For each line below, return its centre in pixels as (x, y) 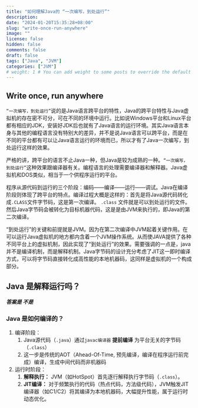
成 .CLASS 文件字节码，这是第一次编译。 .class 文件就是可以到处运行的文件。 (98, 202)
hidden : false (24, 45)
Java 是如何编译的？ (35, 318)
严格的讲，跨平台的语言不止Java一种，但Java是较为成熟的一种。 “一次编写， (97, 160)
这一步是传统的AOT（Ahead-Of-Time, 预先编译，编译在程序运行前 (103, 355)
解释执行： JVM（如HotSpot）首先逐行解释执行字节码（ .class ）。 (103, 377)
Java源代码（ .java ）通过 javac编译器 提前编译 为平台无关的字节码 (102, 340)
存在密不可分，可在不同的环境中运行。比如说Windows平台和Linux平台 (106, 118)
